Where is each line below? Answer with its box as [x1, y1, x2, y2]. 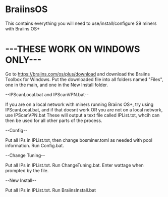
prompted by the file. [5, 167, 49, 173]
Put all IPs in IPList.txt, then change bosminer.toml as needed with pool [5, 137, 153, 143]
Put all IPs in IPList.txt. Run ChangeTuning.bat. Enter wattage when [5, 162, 144, 168]
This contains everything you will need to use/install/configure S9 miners [5, 20, 157, 26]
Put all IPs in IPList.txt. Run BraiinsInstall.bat [5, 187, 96, 193]
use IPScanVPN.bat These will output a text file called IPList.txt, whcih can [5, 112, 160, 118]
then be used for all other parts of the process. [5, 117, 102, 124]
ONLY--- [5, 54, 42, 66]
